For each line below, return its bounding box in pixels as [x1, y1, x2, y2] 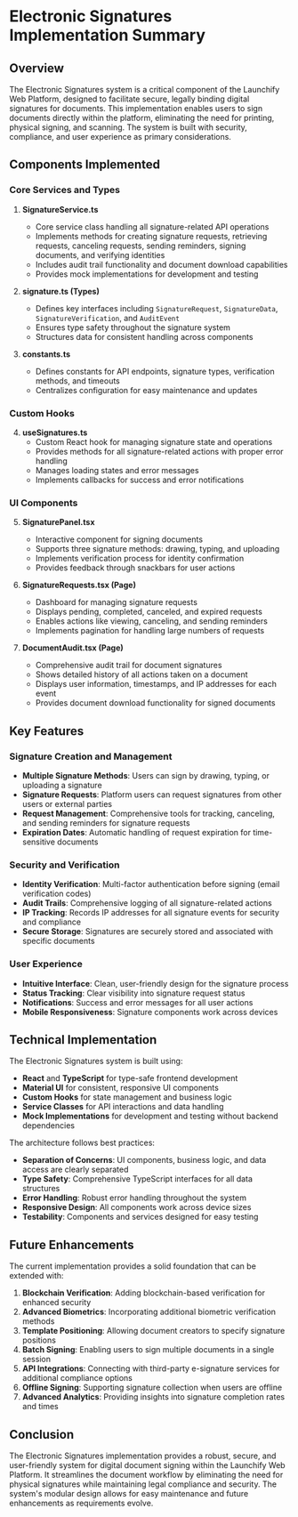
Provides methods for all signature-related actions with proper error [35, 446, 284, 456]
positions [21, 1335, 56, 1345]
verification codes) [21, 888, 92, 900]
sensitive [21, 836, 56, 847]
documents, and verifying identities [35, 249, 165, 260]
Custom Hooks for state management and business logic [21, 1092, 233, 1102]
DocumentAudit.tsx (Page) [21, 642, 125, 653]
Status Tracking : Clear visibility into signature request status [21, 988, 246, 998]
